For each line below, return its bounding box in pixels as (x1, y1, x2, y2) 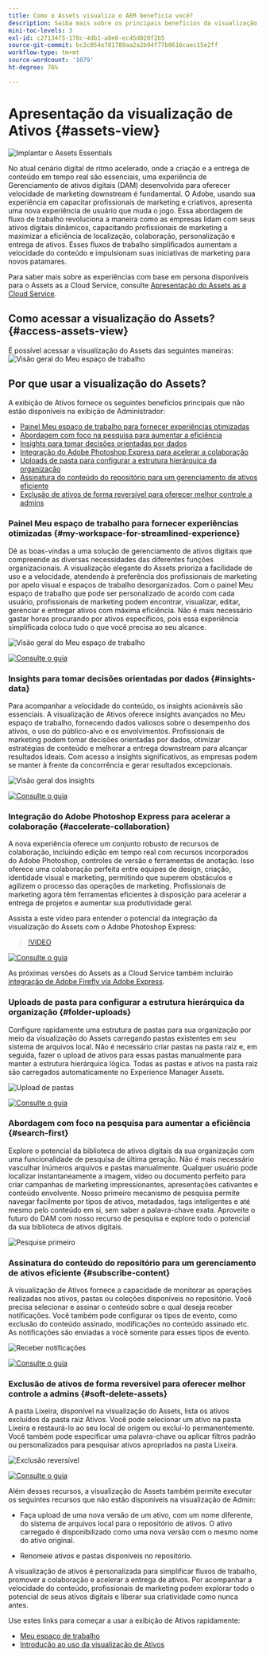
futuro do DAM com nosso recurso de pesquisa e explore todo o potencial (8, 1213, 251, 1223)
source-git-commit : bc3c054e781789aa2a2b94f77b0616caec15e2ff (8, 41, 218, 49)
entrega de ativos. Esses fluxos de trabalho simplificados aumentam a (8, 240, 237, 249)
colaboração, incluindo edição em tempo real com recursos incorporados (8, 847, 249, 857)
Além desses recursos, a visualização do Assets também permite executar (8, 1487, 253, 1496)
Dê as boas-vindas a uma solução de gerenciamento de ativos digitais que (8, 546, 253, 556)
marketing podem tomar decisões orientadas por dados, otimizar (8, 734, 221, 744)
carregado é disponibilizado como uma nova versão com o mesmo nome (19, 1527, 259, 1537)
